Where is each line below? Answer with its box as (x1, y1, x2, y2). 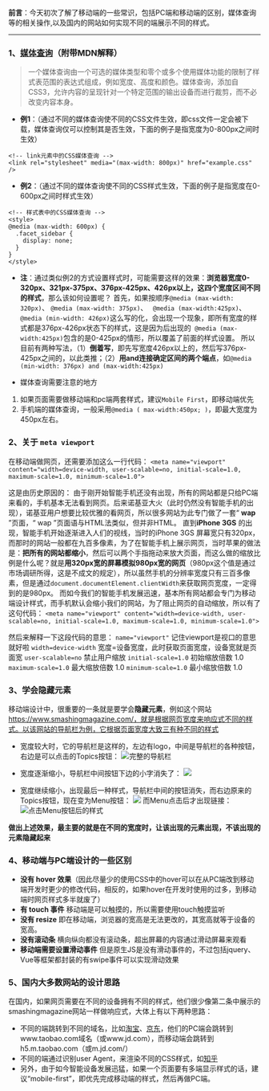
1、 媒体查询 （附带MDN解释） (8, 47, 122, 59)
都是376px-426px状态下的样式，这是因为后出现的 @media (26, 323, 217, 333)
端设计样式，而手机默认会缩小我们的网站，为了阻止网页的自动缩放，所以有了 (8, 598, 261, 607)
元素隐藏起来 (8, 832, 50, 842)
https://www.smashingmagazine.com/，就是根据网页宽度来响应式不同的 (8, 714, 247, 724)
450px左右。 (19, 415, 62, 424)
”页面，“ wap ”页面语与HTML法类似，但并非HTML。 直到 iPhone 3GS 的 (8, 517, 246, 527)
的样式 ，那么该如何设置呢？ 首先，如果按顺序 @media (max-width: (19, 293, 235, 303)
